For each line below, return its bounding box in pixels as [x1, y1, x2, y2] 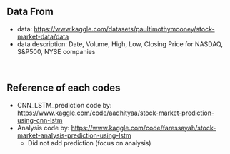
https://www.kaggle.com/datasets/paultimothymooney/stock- [34, 24, 215, 33]
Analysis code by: [16, 123, 70, 132]
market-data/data [16, 32, 69, 41]
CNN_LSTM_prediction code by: [16, 101, 112, 109]
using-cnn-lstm [16, 115, 63, 124]
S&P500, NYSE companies [16, 47, 96, 56]
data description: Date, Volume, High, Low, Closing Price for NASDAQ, [16, 39, 223, 48]
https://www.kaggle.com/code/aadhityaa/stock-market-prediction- [16, 108, 215, 117]
